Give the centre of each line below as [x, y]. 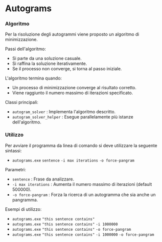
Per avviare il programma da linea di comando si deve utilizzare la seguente [81, 145]
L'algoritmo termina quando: [34, 78]
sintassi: [13, 151]
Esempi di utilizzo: [23, 209]
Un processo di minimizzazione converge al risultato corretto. [74, 88]
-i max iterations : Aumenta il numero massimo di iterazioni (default [82, 184]
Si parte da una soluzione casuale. [47, 59]
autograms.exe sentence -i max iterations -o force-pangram [73, 161]
